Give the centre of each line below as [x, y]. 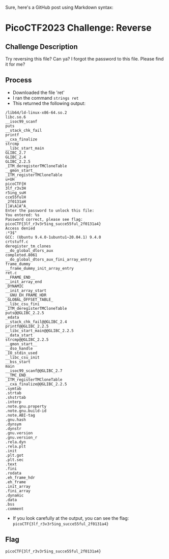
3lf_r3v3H [16, 188]
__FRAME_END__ [20, 277]
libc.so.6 [16, 117]
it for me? [15, 64]
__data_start [19, 335]
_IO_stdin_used [21, 353]
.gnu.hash [16, 420]
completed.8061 [21, 255]
